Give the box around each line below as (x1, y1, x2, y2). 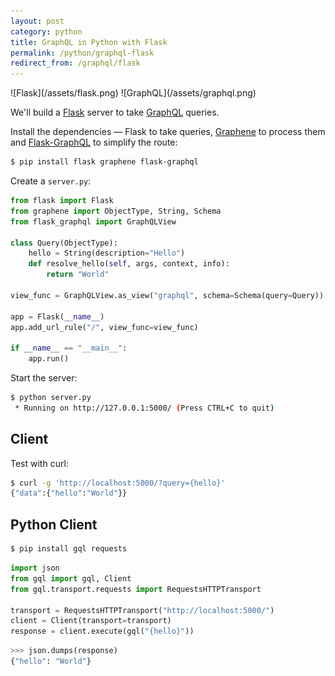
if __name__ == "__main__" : (10, 343, 128, 354)
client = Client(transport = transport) (10, 616, 172, 626)
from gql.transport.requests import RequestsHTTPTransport (10, 584, 262, 594)
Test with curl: (10, 457, 69, 469)
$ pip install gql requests (10, 544, 128, 554)
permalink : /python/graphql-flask (10, 48, 155, 58)
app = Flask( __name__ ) (10, 311, 105, 322)
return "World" (46, 270, 110, 280)
